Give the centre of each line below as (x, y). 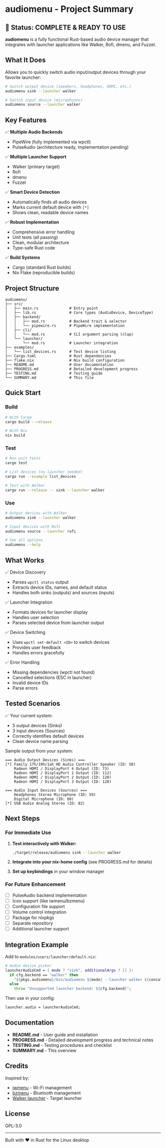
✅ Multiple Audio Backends (34, 132)
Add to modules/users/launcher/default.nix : (51, 956)
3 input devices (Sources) (39, 731)
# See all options (24, 540)
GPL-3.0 (14, 1126)
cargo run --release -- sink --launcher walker (55, 490)
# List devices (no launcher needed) (44, 472)
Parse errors (25, 688)
